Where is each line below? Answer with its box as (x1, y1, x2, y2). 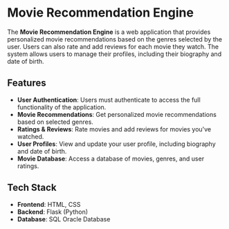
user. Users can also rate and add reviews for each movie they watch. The (7, 42, 219, 51)
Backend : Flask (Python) (17, 208, 89, 216)
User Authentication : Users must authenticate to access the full (17, 95, 201, 104)
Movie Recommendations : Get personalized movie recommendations (17, 110, 217, 118)
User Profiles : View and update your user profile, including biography (17, 140, 216, 148)
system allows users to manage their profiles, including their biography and (7, 50, 222, 58)
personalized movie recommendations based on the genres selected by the (7, 35, 223, 43)
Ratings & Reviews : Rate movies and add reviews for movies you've (17, 125, 212, 133)
